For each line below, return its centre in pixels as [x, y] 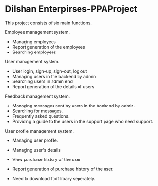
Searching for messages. [38, 111]
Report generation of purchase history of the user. [63, 169]
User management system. [32, 61]
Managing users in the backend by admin [54, 76]
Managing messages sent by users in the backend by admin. [74, 106]
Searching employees [34, 52]
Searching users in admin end [42, 81]
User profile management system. [39, 131]
